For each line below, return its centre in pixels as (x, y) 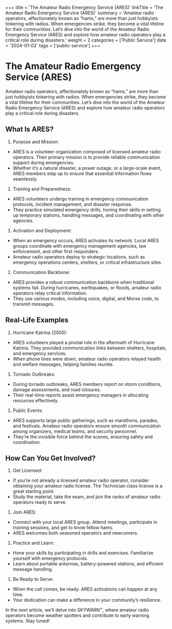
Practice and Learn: (34, 543)
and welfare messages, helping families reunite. (63, 364)
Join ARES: (24, 512)
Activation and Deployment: (42, 230)
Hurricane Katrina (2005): (40, 332)
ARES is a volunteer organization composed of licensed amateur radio (87, 151)
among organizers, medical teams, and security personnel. (75, 431)
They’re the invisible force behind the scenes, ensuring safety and (83, 437)
